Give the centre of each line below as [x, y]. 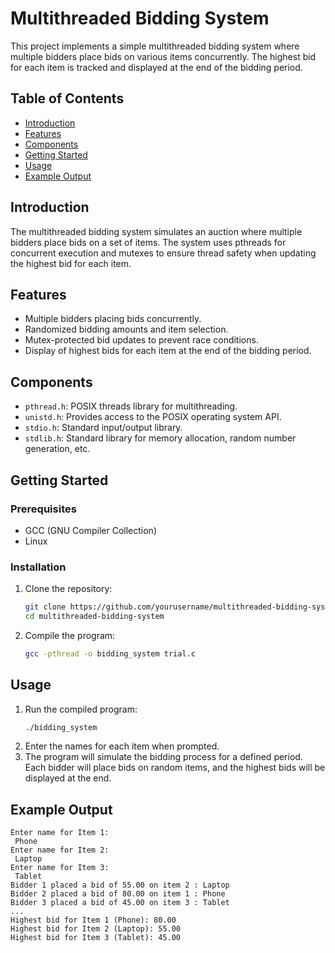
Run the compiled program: [81, 709]
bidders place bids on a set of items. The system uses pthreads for [148, 242]
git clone [45, 607]
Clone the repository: [68, 589]
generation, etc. [57, 449]
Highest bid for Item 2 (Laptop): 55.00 [96, 929]
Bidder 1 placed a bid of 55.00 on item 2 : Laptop [120, 885]
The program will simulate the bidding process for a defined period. [163, 757]
